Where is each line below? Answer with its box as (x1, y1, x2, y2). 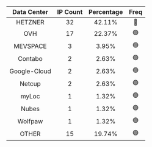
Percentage (88, 8, 123, 16)
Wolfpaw (17, 117, 43, 125)
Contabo (18, 54, 43, 63)
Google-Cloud (9, 67, 51, 75)
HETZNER (16, 18, 45, 26)
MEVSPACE (13, 42, 47, 50)
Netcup (20, 79, 41, 87)
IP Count (57, 8, 83, 16)
